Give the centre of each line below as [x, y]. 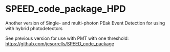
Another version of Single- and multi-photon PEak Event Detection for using [85, 23]
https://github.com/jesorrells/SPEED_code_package [60, 43]
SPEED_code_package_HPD [66, 9]
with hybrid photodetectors [34, 28]
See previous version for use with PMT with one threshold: [67, 38]
